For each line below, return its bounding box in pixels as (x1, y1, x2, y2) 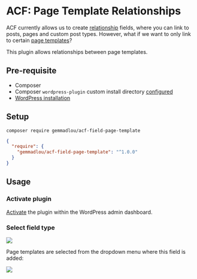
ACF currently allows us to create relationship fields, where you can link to (6, 24, 190, 31)
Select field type (6, 223, 55, 232)
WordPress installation (14, 94, 71, 101)
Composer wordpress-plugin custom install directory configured (14, 88, 174, 95)
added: (6, 254, 24, 262)
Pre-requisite (6, 66, 57, 76)
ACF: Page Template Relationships (6, 4, 181, 18)
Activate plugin (6, 195, 52, 203)
